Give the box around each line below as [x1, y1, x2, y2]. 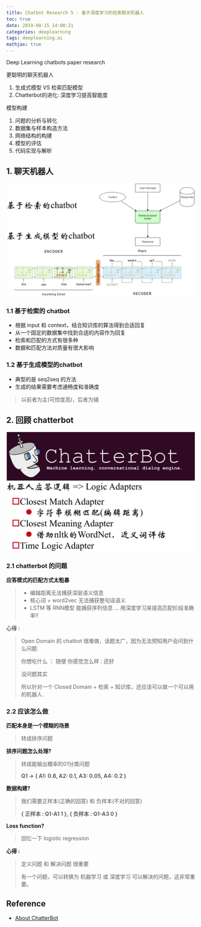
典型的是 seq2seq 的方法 [14, 375, 77, 383]
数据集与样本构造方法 [14, 125, 68, 132]
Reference [6, 898, 46, 908]
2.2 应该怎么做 [6, 707, 49, 716]
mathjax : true [6, 42, 42, 48]
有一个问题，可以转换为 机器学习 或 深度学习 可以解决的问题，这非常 [20, 873, 190, 881]
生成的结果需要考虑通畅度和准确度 [14, 383, 100, 390]
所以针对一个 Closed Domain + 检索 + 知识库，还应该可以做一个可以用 [20, 683, 194, 691]
